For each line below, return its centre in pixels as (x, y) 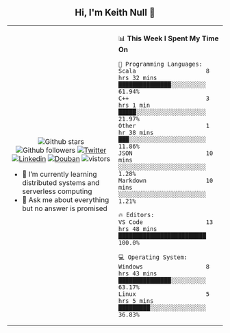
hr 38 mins (136, 132)
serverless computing (57, 191)
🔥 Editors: (137, 214)
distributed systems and (61, 183)
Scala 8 (164, 71)
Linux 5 (164, 294)
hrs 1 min (135, 105)
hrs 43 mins (138, 273)
